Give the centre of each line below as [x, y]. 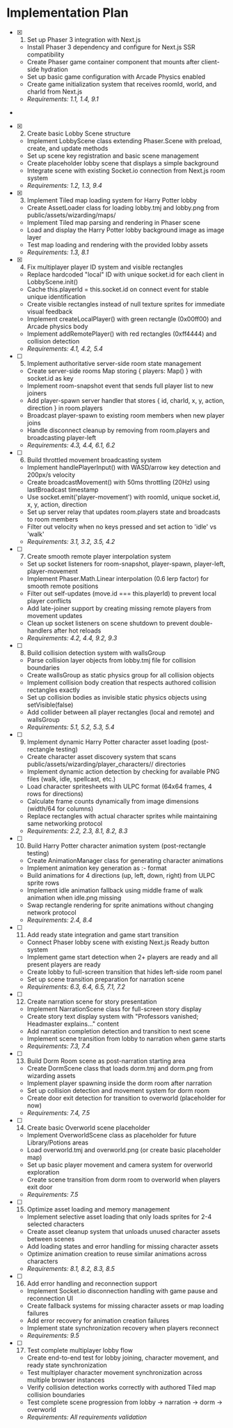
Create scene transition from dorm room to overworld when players [123, 1179]
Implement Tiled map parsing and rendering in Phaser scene [114, 222]
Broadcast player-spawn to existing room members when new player [126, 415]
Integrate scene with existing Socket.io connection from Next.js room [126, 170]
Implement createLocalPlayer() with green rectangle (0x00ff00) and [124, 318]
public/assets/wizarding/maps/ [71, 215]
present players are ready [64, 964]
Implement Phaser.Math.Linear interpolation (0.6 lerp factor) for [118, 578]
